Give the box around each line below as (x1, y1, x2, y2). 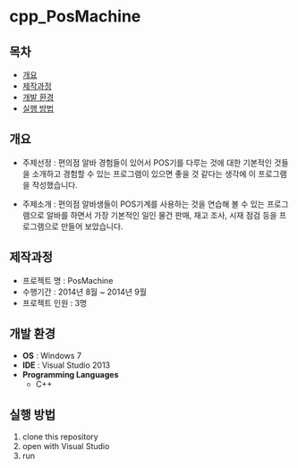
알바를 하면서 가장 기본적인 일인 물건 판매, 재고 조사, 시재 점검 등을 (46, 209, 277, 220)
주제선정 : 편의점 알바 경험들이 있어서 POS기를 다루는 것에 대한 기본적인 (21, 157, 273, 167)
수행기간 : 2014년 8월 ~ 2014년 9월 (21, 286, 148, 297)
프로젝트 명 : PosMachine (21, 275, 114, 285)
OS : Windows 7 (21, 351, 82, 362)
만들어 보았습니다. (61, 221, 123, 232)
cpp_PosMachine (9, 6, 141, 27)
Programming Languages (21, 370, 119, 380)
